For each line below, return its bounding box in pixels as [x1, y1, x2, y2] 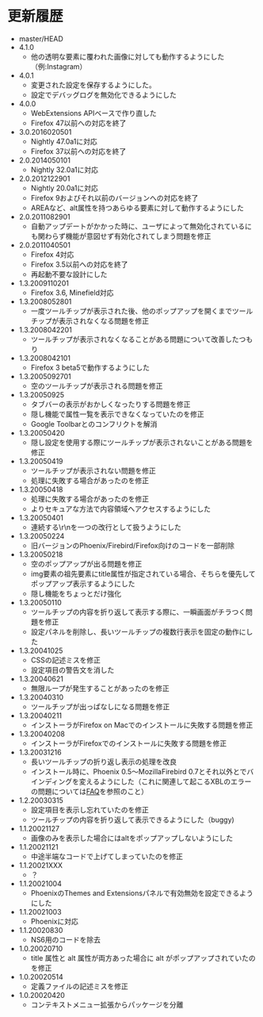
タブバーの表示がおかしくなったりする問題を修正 [30, 399, 191, 409]
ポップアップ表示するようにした [30, 578, 135, 588]
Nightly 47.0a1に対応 [30, 136, 97, 146]
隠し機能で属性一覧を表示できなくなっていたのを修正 [30, 409, 204, 419]
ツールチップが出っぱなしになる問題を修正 [30, 701, 170, 711]
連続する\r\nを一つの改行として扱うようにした [30, 522, 181, 532]
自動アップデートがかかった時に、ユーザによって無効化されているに [30, 221, 253, 231]
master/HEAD [18, 33, 64, 44]
